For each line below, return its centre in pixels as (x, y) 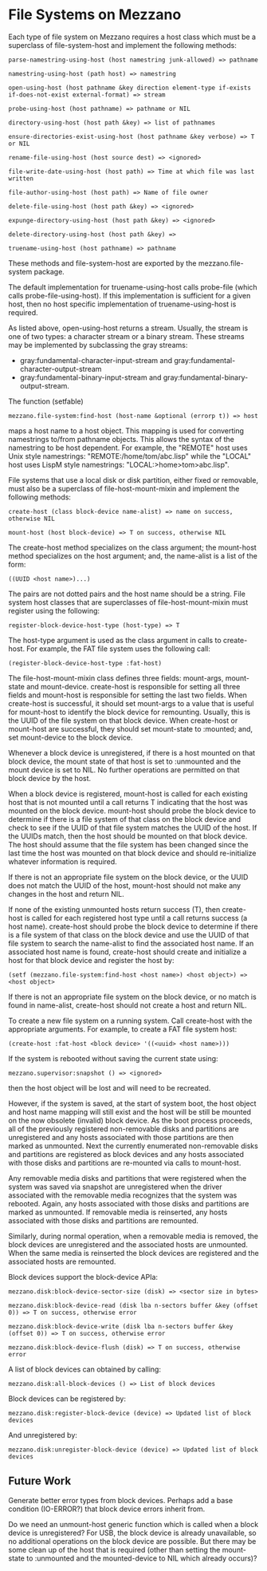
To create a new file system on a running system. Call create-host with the (130, 1020)
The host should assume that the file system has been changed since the (128, 844)
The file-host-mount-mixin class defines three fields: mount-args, (116, 678)
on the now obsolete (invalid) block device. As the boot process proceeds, (130, 1120)
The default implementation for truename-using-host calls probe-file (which (133, 287)
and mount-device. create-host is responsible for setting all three (133, 686)
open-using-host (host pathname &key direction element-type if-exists (130, 88)
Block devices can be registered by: (67, 1399)
